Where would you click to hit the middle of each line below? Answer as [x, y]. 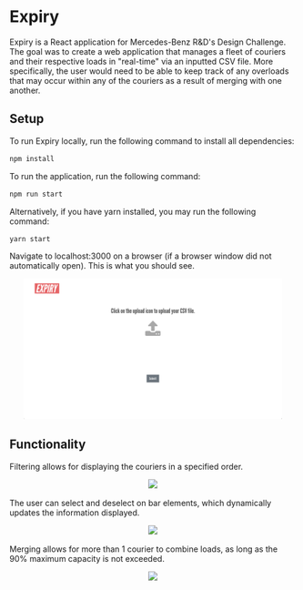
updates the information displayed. [75, 513]
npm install [32, 158]
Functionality [48, 445]
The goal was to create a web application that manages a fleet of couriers [148, 51]
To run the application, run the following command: [105, 176]
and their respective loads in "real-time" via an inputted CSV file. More [141, 61]
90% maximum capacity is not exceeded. [87, 558]
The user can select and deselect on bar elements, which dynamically [141, 503]
